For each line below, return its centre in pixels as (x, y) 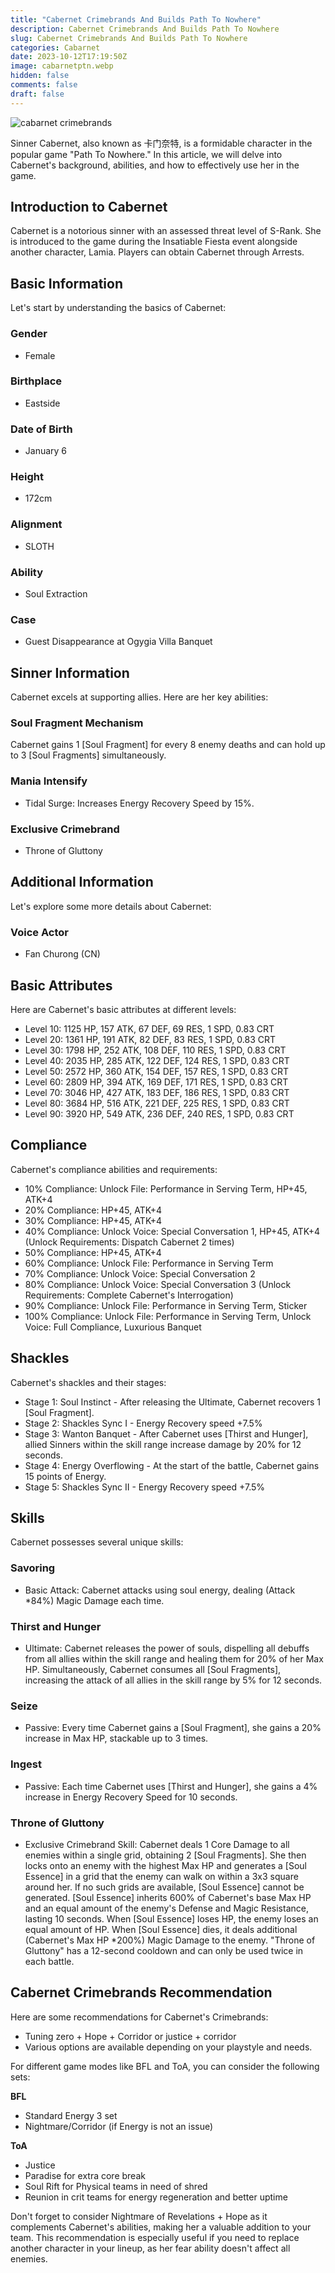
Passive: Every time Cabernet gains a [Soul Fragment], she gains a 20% (173, 1728)
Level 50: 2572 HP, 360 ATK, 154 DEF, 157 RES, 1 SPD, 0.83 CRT (156, 1071)
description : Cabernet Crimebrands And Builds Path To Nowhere (145, 29)
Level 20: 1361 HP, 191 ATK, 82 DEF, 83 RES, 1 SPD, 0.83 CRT (150, 1039)
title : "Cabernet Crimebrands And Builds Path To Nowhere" (136, 19)
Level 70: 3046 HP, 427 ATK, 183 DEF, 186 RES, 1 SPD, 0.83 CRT (157, 1092)
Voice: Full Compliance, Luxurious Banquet (113, 1327)
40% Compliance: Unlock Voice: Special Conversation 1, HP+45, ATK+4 (172, 1231)
